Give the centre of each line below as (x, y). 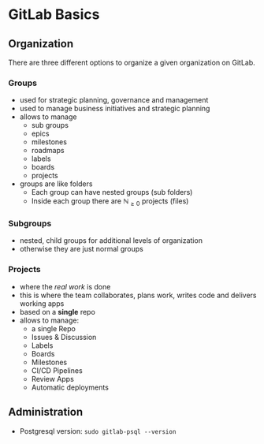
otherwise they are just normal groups (81, 249)
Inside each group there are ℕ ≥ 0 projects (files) (110, 202)
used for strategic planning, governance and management (114, 100)
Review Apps (53, 379)
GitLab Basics (54, 15)
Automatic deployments (70, 387)
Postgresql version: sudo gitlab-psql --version (98, 431)
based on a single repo (58, 312)
